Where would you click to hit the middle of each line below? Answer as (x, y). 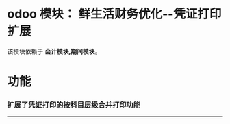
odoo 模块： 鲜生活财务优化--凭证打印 (114, 14)
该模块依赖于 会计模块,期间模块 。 (54, 51)
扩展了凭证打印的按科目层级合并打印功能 (74, 105)
